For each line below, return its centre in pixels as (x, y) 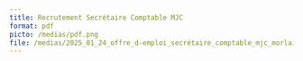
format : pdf (32, 26)
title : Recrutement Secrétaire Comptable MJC (96, 17)
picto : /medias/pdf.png (54, 34)
